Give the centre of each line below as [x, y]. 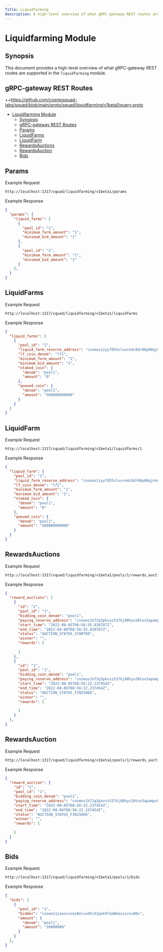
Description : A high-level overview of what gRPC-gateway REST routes [78, 14]
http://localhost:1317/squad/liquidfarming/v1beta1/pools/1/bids [72, 877]
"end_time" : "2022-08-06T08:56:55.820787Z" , [64, 629]
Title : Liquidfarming [27, 9]
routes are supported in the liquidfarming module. [56, 73]
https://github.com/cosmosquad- [44, 100]
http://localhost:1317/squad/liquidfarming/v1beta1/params [66, 192]
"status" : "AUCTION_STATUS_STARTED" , [56, 634]
